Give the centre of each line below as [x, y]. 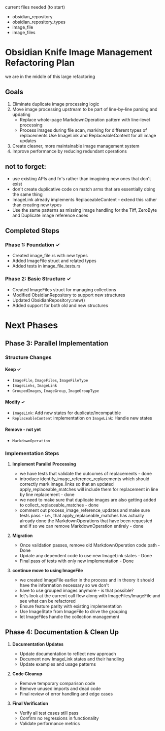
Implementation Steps [32, 453]
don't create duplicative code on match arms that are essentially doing [84, 189]
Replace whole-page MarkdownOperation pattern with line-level [85, 119]
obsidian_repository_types [39, 22]
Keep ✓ [13, 369]
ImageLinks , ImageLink [34, 385]
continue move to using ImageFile [48, 570]
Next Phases [32, 325]
